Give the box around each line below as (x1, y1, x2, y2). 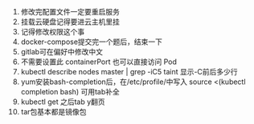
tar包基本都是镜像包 (20, 107, 87, 116)
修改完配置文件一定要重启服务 (20, 7, 120, 16)
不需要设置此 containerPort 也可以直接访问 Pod (20, 57, 178, 66)
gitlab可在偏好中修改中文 (20, 47, 104, 56)
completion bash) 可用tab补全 (20, 87, 120, 96)
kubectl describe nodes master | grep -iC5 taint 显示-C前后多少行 (20, 67, 238, 76)
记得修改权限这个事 (20, 27, 85, 36)
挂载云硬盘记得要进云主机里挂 (20, 17, 120, 26)
